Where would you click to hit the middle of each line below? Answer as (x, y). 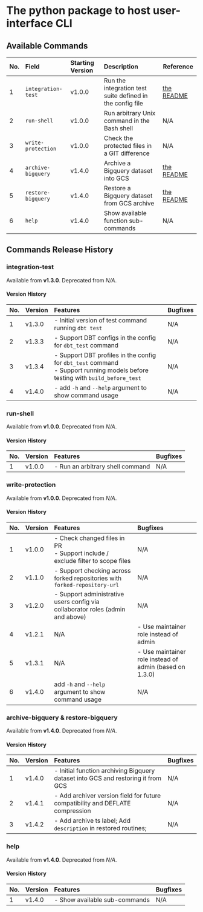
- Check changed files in (89, 538)
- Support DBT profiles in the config (105, 355)
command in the (127, 121)
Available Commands (47, 46)
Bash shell (118, 128)
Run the (115, 81)
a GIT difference (127, 153)
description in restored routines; (100, 828)
